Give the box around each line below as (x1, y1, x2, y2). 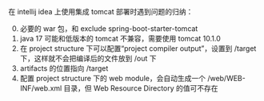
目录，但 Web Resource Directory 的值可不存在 (63, 84, 218, 93)
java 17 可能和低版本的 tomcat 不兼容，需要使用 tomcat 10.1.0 (19, 34, 222, 43)
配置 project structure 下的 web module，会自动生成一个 (19, 74, 206, 83)
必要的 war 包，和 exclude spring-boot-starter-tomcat (19, 24, 198, 33)
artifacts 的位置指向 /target (19, 64, 109, 73)
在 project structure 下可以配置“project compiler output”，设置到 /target (19, 44, 257, 53)
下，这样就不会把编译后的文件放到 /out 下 (19, 54, 157, 63)
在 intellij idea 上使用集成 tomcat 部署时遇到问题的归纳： (8, 7, 194, 16)
